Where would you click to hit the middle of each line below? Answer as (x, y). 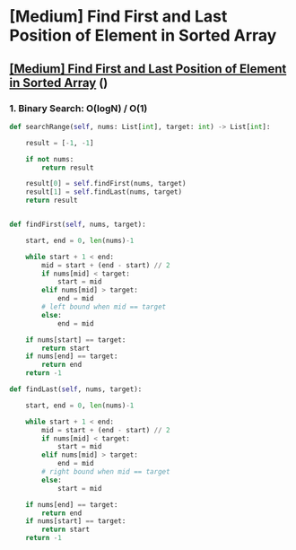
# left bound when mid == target (104, 307)
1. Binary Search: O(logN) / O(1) (78, 108)
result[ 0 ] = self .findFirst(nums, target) (106, 184)
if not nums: (50, 159)
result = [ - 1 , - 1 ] (60, 143)
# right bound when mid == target (106, 472)
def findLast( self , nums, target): (76, 389)
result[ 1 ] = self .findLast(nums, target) (104, 192)
